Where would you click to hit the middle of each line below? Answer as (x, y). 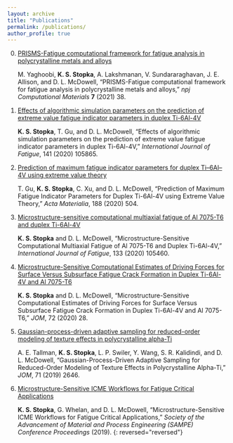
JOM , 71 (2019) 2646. (49, 375)
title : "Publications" (40, 20)
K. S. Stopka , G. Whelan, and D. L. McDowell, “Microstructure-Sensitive (121, 410)
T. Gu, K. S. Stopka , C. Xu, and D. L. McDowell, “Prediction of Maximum (121, 189)
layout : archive (31, 14)
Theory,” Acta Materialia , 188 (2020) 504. (78, 204)
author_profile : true (39, 33)
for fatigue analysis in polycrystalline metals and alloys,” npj (104, 89)
